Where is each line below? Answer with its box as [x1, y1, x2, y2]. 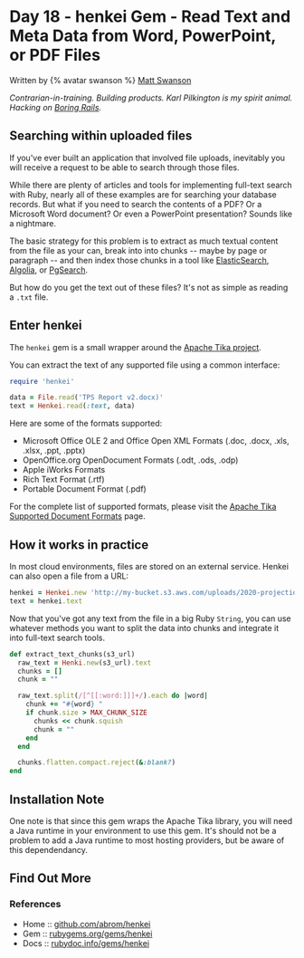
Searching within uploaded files [9, 129, 193, 144]
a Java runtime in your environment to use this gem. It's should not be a [9, 825, 277, 836]
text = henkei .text [9, 596, 83, 606]
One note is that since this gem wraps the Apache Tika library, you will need [9, 815, 293, 826]
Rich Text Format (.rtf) [22, 474, 106, 485]
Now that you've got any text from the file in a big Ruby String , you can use [9, 613, 291, 624]
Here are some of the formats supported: [9, 418, 163, 429]
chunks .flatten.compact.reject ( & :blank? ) [17, 758, 176, 767]
